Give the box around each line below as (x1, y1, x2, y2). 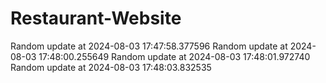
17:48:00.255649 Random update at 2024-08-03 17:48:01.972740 (38, 50, 311, 62)
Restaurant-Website (10, 7, 182, 30)
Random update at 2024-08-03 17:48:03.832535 (10, 61, 212, 73)
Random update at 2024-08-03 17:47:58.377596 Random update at (10, 40, 288, 52)
